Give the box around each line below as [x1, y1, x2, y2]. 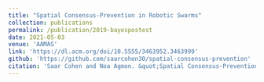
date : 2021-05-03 [8, 33, 65, 41]
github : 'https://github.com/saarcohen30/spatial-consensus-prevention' [8, 55, 251, 63]
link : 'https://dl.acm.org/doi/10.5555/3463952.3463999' [8, 48, 199, 55]
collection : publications [8, 19, 93, 27]
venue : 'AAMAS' [8, 41, 58, 48]
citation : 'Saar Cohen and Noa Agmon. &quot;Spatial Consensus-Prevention [8, 62, 258, 70]
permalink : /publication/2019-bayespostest [8, 26, 153, 34]
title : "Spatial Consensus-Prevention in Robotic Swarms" [8, 11, 202, 20]
